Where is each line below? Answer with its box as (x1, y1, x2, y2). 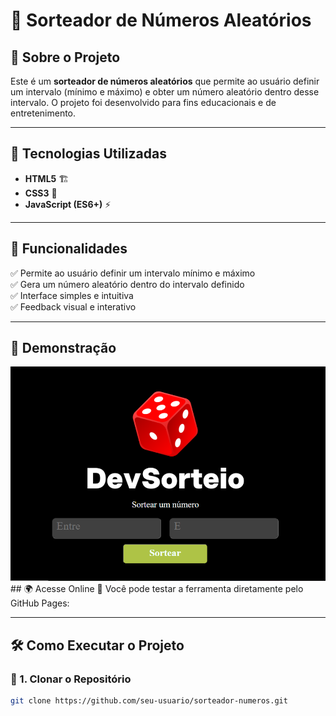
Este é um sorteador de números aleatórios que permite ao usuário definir (10, 75, 320, 87)
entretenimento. (10, 107, 77, 119)
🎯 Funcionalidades (10, 240, 128, 258)
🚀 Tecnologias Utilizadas (10, 145, 167, 163)
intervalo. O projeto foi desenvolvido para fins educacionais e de (10, 97, 277, 108)
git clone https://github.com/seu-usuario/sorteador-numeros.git (10, 696, 288, 706)
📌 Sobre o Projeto (10, 49, 121, 66)
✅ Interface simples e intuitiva (10, 289, 134, 301)
